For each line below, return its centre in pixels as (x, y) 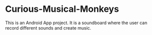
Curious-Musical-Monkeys (62, 9)
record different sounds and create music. (48, 28)
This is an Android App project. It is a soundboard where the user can (76, 23)
